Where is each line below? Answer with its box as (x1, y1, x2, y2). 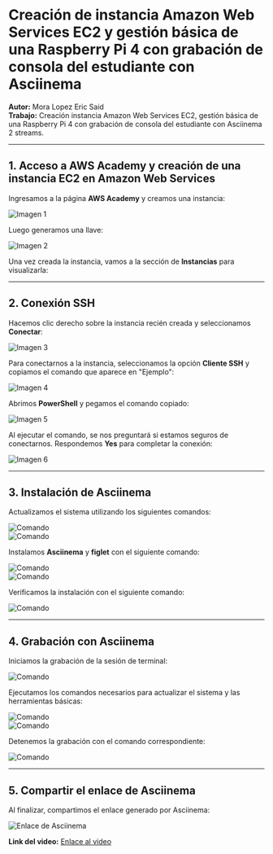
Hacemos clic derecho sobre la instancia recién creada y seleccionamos (8, 318, 251, 327)
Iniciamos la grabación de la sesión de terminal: (8, 656, 168, 666)
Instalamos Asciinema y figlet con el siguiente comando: (8, 547, 201, 557)
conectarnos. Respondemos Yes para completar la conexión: (8, 438, 213, 449)
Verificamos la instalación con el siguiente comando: (8, 588, 185, 598)
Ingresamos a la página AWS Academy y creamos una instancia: (8, 193, 226, 203)
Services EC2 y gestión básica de (8, 23, 239, 42)
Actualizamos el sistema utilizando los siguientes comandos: (8, 507, 211, 517)
